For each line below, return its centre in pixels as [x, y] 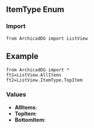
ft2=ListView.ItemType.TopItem [44, 80]
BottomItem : [30, 120]
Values [16, 95]
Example [22, 56]
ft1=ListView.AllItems [34, 75]
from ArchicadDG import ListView [47, 38]
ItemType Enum [35, 10]
